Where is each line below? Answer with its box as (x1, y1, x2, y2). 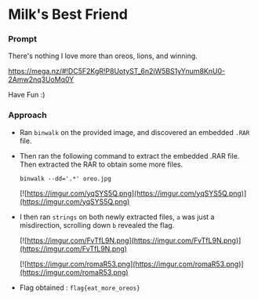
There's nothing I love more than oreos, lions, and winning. (8, 51, 198, 60)
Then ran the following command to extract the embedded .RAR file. (19, 151, 240, 160)
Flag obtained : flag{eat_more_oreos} (19, 283, 140, 292)
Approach (8, 110, 47, 121)
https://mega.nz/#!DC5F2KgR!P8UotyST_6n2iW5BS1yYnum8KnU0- (8, 67, 226, 76)
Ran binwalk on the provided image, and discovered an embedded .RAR (19, 127, 250, 137)
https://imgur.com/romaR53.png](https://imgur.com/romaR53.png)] (27, 259, 245, 269)
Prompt (8, 34, 38, 45)
